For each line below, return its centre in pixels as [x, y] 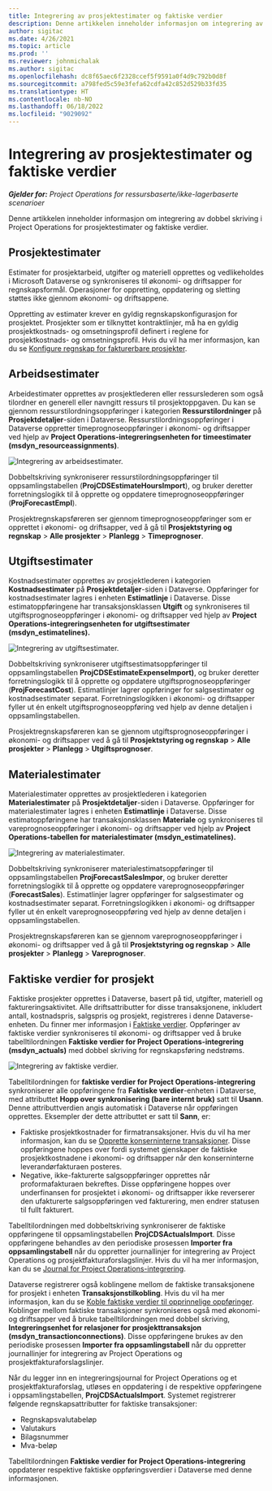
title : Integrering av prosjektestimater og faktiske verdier [116, 16]
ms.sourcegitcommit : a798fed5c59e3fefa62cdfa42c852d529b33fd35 [118, 84]
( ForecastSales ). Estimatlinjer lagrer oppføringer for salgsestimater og [126, 895]
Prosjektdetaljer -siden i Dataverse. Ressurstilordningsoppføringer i [121, 419]
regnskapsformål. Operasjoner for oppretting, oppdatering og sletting [125, 289]
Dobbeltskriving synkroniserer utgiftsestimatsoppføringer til [108, 664]
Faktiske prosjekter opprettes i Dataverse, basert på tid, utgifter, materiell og [136, 999]
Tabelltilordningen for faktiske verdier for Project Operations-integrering [132, 1082]
